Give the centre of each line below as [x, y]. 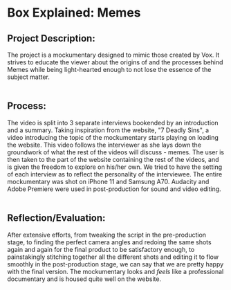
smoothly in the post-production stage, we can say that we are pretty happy [115, 264]
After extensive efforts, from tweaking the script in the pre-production [107, 235]
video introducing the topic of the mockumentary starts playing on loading [113, 137]
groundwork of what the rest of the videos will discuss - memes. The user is [116, 152]
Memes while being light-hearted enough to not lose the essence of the [109, 70]
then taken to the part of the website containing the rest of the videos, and [113, 159]
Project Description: [51, 38]
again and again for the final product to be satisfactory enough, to [101, 249]
